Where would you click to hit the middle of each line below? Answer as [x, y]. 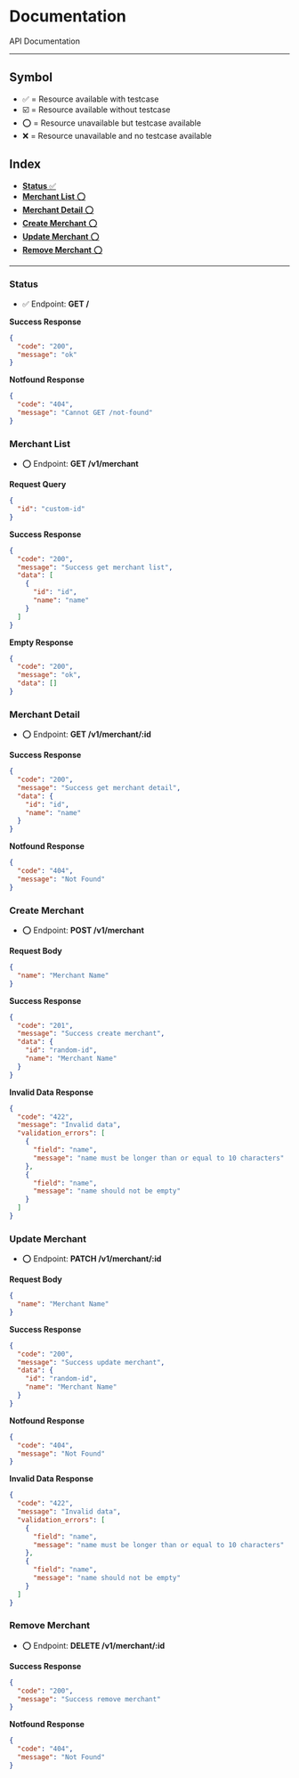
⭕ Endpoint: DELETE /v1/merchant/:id [93, 1645]
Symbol [31, 77]
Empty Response [41, 642]
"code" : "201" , [45, 1025]
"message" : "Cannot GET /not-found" [85, 413]
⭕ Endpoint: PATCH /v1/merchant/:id [92, 1259]
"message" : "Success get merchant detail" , [99, 787]
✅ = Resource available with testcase [90, 99]
